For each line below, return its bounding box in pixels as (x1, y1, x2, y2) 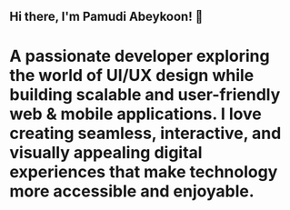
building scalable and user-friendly (9, 84, 281, 105)
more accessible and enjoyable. (9, 181, 255, 201)
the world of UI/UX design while (9, 65, 255, 85)
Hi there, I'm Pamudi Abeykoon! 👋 (9, 9, 204, 25)
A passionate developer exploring (9, 45, 270, 66)
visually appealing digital (9, 142, 203, 163)
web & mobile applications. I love (9, 104, 262, 124)
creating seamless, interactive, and (9, 123, 282, 144)
